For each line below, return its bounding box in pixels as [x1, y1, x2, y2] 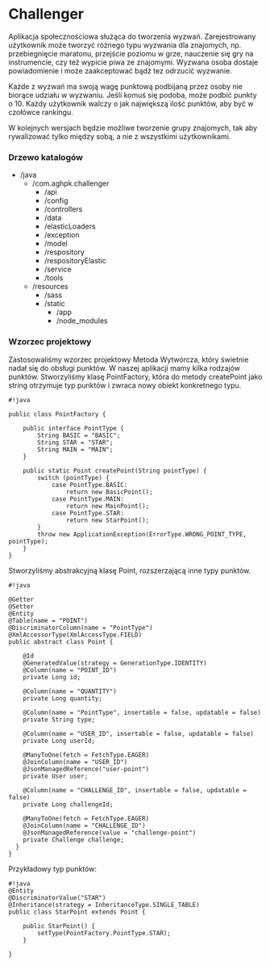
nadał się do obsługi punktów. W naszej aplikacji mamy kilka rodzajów [8, 363, 240, 372]
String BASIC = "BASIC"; [37, 431, 121, 439]
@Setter [8, 603, 35, 611]
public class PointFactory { [8, 409, 106, 418]
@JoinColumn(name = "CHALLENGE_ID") [23, 821, 147, 829]
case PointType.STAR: [51, 509, 125, 517]
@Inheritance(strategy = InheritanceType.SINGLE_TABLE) [8, 901, 200, 909]
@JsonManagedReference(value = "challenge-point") [23, 829, 197, 837]
